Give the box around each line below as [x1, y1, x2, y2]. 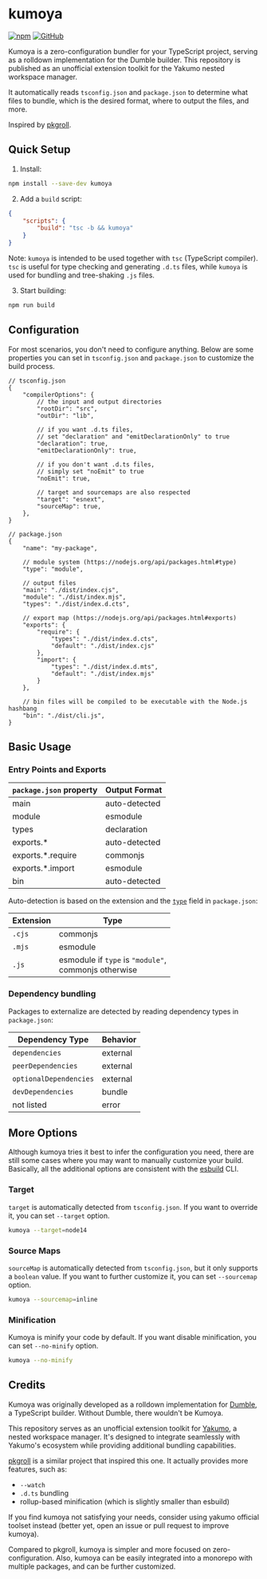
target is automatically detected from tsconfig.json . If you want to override [8, 1202, 258, 1212]
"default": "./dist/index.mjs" [50, 670, 155, 678]
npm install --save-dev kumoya [8, 179, 112, 187]
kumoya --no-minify [8, 1357, 73, 1365]
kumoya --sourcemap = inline [8, 1295, 98, 1303]
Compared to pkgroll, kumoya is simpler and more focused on [8, 1544, 211, 1554]
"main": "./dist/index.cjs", [22, 586, 120, 594]
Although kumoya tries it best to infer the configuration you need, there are [8, 1147, 254, 1157]
